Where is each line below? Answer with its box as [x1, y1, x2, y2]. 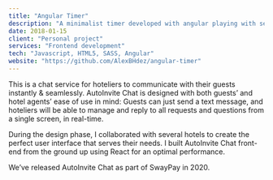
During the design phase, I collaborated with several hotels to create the [8, 129, 250, 139]
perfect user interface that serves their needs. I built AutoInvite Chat [8, 138, 237, 148]
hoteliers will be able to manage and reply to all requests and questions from [8, 105, 264, 114]
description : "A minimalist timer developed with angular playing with [8, 19, 256, 28]
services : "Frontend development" [8, 42, 126, 50]
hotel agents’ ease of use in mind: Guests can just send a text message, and [8, 96, 264, 106]
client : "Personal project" [8, 34, 104, 43]
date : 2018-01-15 [8, 27, 67, 35]
